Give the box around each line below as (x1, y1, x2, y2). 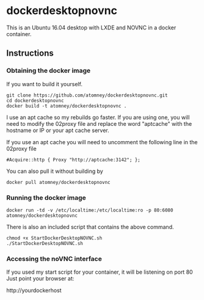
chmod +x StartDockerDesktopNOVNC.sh (6, 235, 103, 241)
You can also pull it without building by (6, 167, 104, 175)
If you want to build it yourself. (6, 80, 82, 87)
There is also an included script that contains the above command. (6, 223, 174, 230)
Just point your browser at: (6, 275, 75, 282)
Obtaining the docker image (6, 67, 91, 75)
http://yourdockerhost (6, 287, 62, 294)
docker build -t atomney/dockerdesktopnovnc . (6, 103, 127, 109)
